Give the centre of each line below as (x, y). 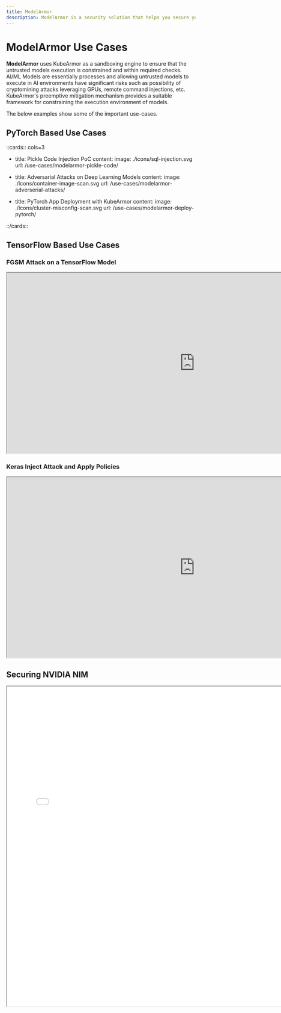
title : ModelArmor (29, 12)
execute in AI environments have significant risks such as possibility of (94, 83)
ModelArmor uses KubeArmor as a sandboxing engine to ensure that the (97, 64)
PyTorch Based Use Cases (56, 133)
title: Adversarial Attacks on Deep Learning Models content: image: (98, 177)
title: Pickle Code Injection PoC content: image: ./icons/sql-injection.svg (104, 159)
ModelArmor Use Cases (67, 47)
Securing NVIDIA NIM (47, 674)
